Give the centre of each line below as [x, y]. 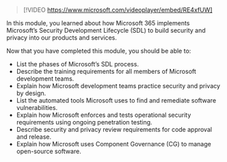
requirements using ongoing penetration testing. [84, 122]
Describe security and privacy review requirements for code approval [114, 130]
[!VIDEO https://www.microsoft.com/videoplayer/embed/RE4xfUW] [118, 10]
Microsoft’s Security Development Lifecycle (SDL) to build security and [106, 30]
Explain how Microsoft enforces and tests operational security [104, 115]
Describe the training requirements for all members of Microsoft [106, 71]
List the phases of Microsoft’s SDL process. [78, 64]
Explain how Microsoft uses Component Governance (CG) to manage [113, 144]
